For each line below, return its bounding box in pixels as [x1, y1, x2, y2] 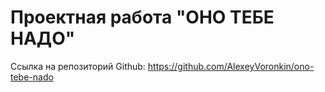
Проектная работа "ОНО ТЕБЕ [10, 6, 275, 29]
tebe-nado [10, 71, 54, 83]
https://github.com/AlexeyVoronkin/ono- [147, 60, 315, 72]
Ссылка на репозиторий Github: [10, 60, 146, 72]
